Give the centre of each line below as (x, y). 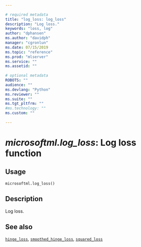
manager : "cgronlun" (27, 43)
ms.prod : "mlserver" (27, 57)
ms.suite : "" (19, 99)
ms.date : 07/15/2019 (27, 47)
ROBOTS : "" (17, 80)
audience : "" (19, 85)
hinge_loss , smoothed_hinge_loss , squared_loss (54, 239)
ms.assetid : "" (21, 66)
